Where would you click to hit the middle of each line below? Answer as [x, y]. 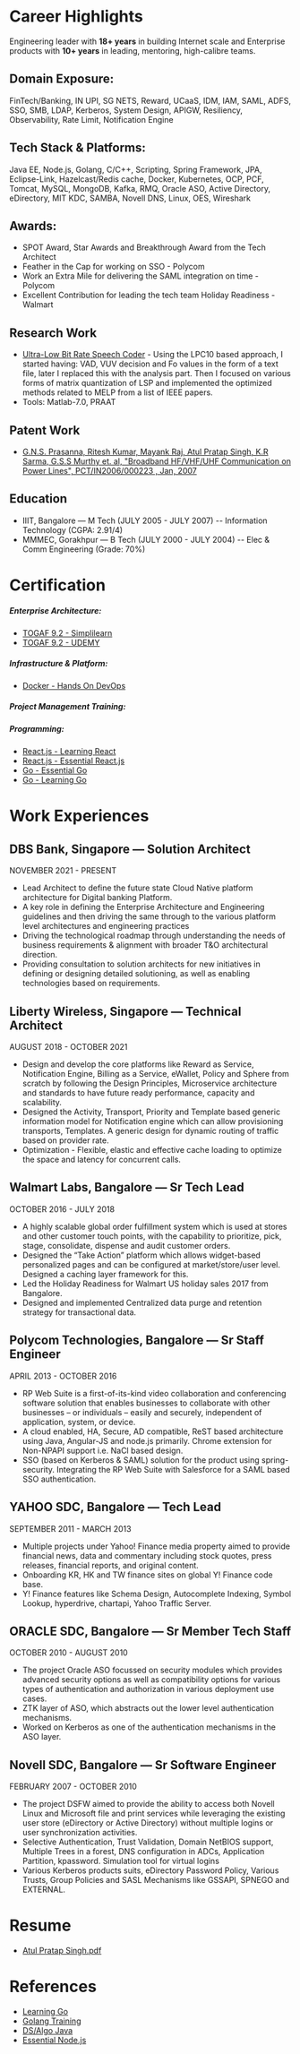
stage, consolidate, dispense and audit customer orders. [126, 1245]
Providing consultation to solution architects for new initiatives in [141, 964]
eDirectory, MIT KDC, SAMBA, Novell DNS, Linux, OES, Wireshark [130, 198]
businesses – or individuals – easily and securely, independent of [142, 1412]
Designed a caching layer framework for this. [105, 1274]
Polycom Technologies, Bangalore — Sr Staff [137, 1341]
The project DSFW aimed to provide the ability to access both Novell [148, 1804]
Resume [40, 1925]
